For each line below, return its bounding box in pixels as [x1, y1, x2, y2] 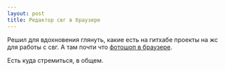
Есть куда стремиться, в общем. [7, 56, 104, 64]
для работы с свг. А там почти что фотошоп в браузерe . [7, 43, 173, 51]
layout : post [7, 10, 45, 17]
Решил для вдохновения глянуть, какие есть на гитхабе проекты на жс [7, 35, 218, 43]
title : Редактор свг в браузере [7, 17, 100, 23]
